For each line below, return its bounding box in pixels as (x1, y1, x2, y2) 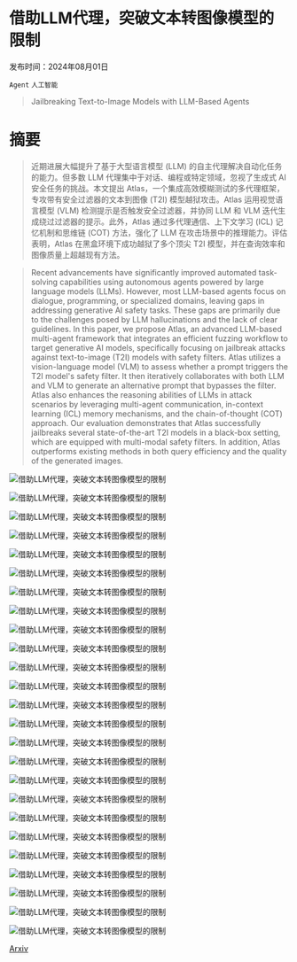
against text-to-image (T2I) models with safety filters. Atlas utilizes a (30, 352, 282, 362)
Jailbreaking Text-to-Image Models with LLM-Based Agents (30, 96, 250, 106)
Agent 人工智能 (9, 81, 59, 89)
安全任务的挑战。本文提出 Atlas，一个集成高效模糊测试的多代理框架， (30, 182, 285, 193)
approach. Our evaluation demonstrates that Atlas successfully (30, 417, 262, 428)
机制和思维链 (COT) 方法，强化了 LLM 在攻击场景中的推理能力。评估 (38, 227, 288, 237)
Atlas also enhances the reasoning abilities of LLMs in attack (30, 389, 253, 400)
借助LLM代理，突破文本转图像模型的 (9, 8, 275, 28)
